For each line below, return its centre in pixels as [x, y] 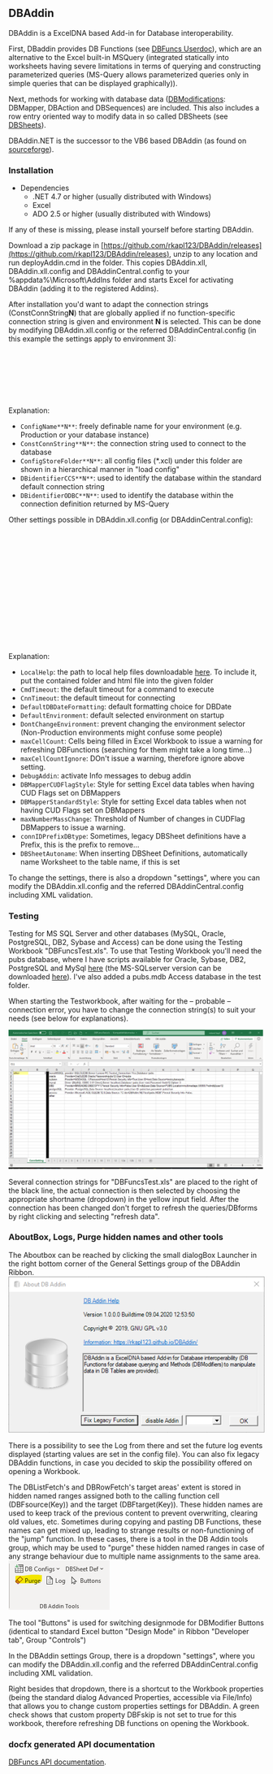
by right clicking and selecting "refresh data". [84, 1216]
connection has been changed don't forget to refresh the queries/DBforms [133, 1208]
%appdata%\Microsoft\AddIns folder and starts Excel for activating [121, 280]
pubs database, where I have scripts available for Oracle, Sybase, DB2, [127, 960]
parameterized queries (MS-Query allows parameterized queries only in [129, 74]
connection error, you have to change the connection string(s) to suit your [132, 1010]
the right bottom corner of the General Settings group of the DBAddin [125, 1264]
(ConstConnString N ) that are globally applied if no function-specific [122, 313]
